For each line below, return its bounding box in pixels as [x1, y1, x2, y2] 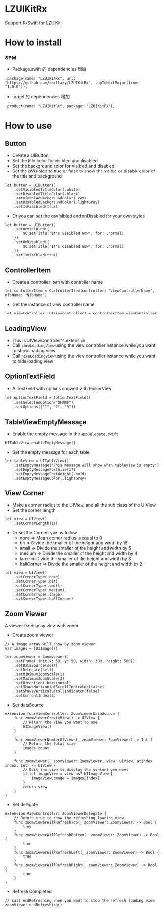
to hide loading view [12, 358, 54, 364]
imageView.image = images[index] [31, 776, 100, 781]
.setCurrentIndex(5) [14, 693, 56, 698]
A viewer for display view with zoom [5, 623, 79, 628]
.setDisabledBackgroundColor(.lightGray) [14, 200, 100, 205]
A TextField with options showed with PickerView [12, 385, 112, 391]
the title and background [12, 173, 62, 179]
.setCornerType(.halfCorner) [14, 596, 74, 601]
